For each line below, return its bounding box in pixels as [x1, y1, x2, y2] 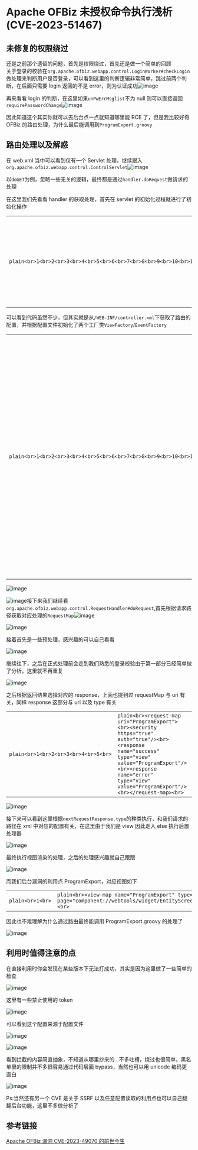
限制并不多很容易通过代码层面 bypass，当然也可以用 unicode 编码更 [21, 1063, 187, 1070]
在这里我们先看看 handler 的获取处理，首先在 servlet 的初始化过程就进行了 [6, 196, 187, 203]
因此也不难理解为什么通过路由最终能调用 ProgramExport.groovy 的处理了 [6, 917, 183, 925]
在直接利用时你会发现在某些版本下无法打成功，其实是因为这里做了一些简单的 [6, 964, 192, 972]
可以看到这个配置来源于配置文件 [6, 1020, 84, 1027]
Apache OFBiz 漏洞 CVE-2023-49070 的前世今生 [6, 1138, 125, 1145]
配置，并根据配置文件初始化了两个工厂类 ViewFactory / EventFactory [6, 321, 167, 328]
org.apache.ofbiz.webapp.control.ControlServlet [6, 164, 128, 170]
